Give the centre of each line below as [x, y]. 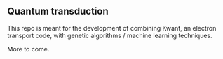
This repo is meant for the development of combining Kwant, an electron [112, 28]
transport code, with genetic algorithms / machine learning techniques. [110, 35]
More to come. [28, 49]
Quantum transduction [58, 11]
